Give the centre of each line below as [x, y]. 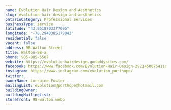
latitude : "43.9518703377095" [37, 29]
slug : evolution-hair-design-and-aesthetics [53, 15]
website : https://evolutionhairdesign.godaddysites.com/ [67, 62]
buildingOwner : [21, 90]
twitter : [15, 76]
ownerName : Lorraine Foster [35, 81]
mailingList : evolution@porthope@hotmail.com [54, 85]
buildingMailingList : [28, 95]
